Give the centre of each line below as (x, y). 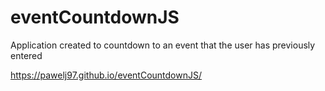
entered (26, 55)
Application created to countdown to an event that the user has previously (163, 45)
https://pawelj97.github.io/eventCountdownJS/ (106, 75)
